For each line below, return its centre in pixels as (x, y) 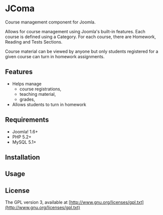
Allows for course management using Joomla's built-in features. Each (75, 31)
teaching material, (38, 94)
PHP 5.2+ (22, 137)
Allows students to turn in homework (49, 104)
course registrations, (40, 89)
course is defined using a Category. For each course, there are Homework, (81, 37)
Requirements (27, 120)
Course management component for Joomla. (50, 22)
